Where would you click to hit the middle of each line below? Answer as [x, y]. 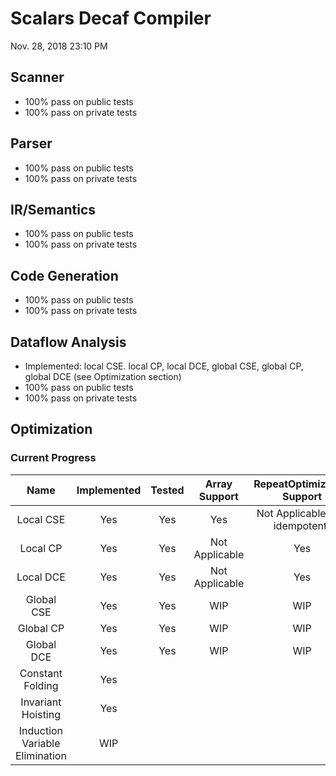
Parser [31, 143]
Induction [41, 730]
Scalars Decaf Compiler [111, 18]
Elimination [41, 755]
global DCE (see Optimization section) [103, 376]
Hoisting [41, 714]
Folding [41, 685]
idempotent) [302, 525]
